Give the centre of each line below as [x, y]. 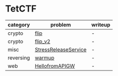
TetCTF [21, 9]
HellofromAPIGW [55, 66]
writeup [101, 25]
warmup [45, 57]
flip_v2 [43, 41]
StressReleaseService [61, 49]
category [19, 25]
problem [61, 25]
